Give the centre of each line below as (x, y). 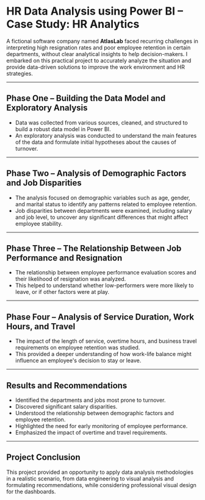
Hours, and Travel (41, 327)
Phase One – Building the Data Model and (86, 98)
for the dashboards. (31, 491)
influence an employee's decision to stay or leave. (78, 360)
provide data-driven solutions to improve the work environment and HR (95, 67)
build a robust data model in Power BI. (63, 129)
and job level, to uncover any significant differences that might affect (102, 217)
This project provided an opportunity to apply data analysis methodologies (100, 472)
